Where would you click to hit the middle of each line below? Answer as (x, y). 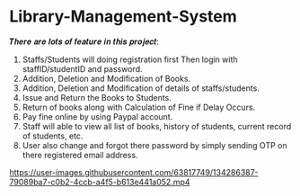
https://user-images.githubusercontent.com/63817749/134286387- (134, 172)
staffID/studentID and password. (82, 68)
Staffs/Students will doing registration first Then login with (130, 59)
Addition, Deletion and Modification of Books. (106, 78)
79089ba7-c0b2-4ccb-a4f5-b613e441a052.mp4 (100, 182)
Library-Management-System (124, 17)
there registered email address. (80, 155)
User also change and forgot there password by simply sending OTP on (154, 145)
